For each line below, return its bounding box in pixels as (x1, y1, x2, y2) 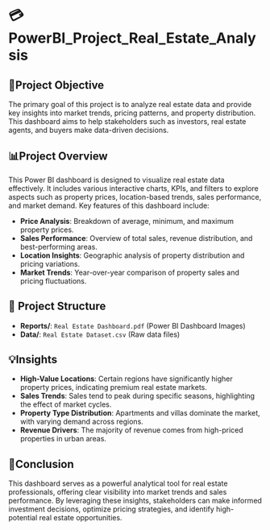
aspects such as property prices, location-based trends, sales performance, (8, 192, 262, 201)
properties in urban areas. (19, 434, 107, 444)
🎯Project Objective (8, 78, 105, 92)
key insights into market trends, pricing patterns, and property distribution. (8, 108, 256, 118)
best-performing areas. (19, 242, 98, 251)
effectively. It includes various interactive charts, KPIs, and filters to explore (8, 183, 260, 193)
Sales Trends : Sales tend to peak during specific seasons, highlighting (19, 391, 255, 401)
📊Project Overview (8, 150, 108, 164)
